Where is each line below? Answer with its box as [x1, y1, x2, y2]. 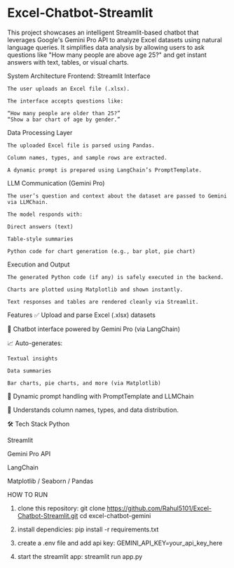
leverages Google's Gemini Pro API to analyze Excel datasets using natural [7, 35, 222, 44]
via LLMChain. [7, 198, 49, 205]
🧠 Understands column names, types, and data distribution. [7, 406, 179, 414]
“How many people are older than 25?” [7, 110, 121, 117]
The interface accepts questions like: [7, 97, 124, 105]
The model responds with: [7, 211, 83, 218]
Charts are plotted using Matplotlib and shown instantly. [7, 286, 184, 293]
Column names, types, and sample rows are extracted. [7, 154, 168, 161]
